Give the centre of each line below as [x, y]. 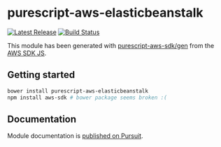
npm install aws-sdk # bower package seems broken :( [87, 98]
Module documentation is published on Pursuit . [75, 136]
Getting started [41, 75]
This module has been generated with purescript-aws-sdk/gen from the [111, 45]
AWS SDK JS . [27, 53]
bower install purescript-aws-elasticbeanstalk [78, 91]
